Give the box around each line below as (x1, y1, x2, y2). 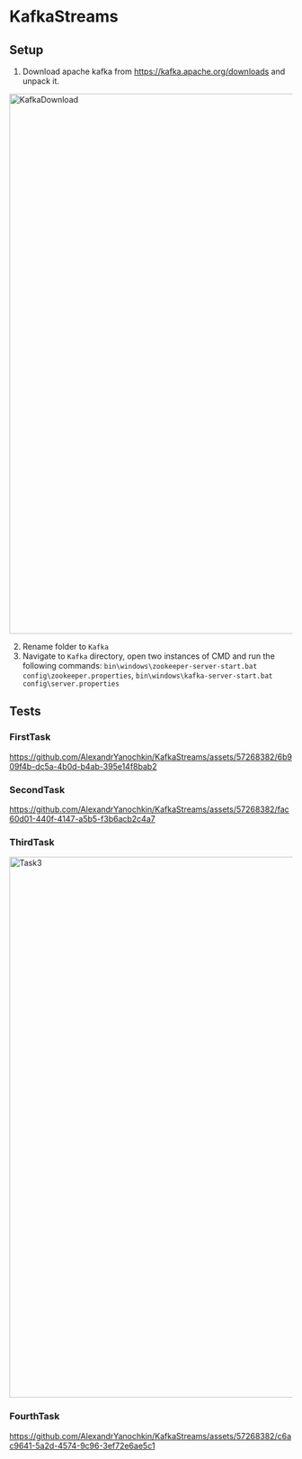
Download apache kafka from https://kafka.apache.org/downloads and (22, 66, 286, 77)
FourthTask (9, 1410, 60, 1423)
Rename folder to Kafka (22, 642, 110, 652)
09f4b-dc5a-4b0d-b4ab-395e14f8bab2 (9, 761, 157, 771)
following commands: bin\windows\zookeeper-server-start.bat (22, 661, 258, 670)
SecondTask (9, 783, 66, 796)
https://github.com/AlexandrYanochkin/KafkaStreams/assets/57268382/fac (9, 804, 289, 815)
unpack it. (22, 76, 60, 87)
